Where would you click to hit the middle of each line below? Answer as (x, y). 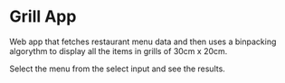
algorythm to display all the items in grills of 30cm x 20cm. (119, 51)
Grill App (43, 17)
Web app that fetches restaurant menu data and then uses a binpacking (143, 41)
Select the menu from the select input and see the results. (118, 69)
